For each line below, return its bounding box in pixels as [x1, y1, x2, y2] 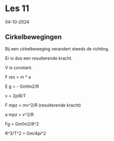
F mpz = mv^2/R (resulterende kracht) [5, 102, 81, 108]
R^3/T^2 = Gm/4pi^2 [5, 130, 46, 136]
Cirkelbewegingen [5, 33, 62, 41]
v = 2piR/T [5, 93, 26, 98]
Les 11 [5, 3, 29, 14]
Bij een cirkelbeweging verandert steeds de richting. [5, 46, 110, 51]
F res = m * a [5, 74, 31, 80]
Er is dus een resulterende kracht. [5, 55, 73, 61]
